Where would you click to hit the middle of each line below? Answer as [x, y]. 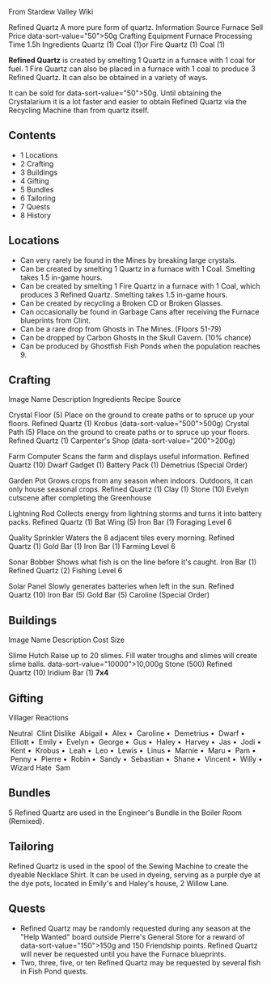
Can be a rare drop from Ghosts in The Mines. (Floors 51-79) [121, 329]
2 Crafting [37, 163]
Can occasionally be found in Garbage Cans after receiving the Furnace [140, 311]
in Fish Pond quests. [54, 971]
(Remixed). [26, 821]
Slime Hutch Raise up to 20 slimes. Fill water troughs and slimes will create [133, 656]
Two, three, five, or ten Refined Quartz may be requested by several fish [140, 962]
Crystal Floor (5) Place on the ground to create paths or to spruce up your [131, 415]
